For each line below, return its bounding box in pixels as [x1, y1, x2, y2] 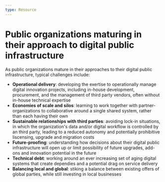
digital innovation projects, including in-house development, [12, 87, 135, 92]
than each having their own [12, 113, 68, 119]
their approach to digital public [5, 39, 135, 50]
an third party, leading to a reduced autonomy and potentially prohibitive [12, 129, 160, 135]
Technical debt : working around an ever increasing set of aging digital [12, 155, 157, 161]
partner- [138, 102, 156, 108]
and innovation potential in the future [21, 150, 97, 156]
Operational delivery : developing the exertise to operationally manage [12, 81, 157, 87]
